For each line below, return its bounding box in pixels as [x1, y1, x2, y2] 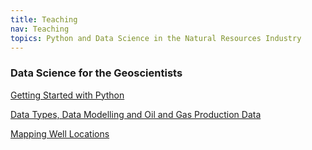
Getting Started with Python [10, 89, 125, 101]
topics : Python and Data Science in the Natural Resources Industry [10, 33, 302, 43]
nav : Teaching [10, 24, 70, 34]
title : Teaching [10, 14, 78, 25]
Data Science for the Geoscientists [10, 66, 183, 80]
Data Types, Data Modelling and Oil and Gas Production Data [10, 108, 262, 120]
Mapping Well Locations [10, 127, 110, 140]
